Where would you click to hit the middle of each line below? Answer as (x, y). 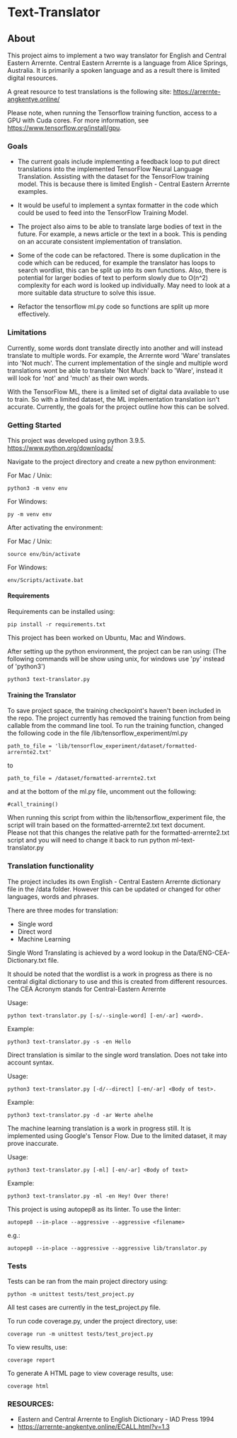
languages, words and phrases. (53, 896)
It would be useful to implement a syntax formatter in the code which (118, 205)
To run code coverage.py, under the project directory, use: (93, 1321)
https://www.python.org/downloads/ (60, 448)
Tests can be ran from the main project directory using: (88, 1281)
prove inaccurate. (33, 1143)
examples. (33, 192)
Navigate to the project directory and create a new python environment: (112, 461)
